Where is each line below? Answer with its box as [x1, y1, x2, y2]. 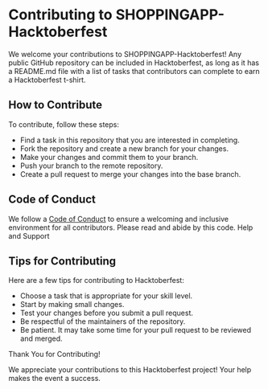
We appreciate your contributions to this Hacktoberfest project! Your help [8, 365, 252, 375]
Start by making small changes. [19, 300, 125, 309]
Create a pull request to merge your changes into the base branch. [19, 169, 241, 178]
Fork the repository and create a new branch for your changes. [19, 143, 229, 154]
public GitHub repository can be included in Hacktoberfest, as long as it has [8, 58, 260, 68]
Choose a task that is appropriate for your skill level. [19, 291, 193, 301]
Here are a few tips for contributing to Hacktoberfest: [8, 276, 185, 285]
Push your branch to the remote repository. [19, 161, 163, 170]
